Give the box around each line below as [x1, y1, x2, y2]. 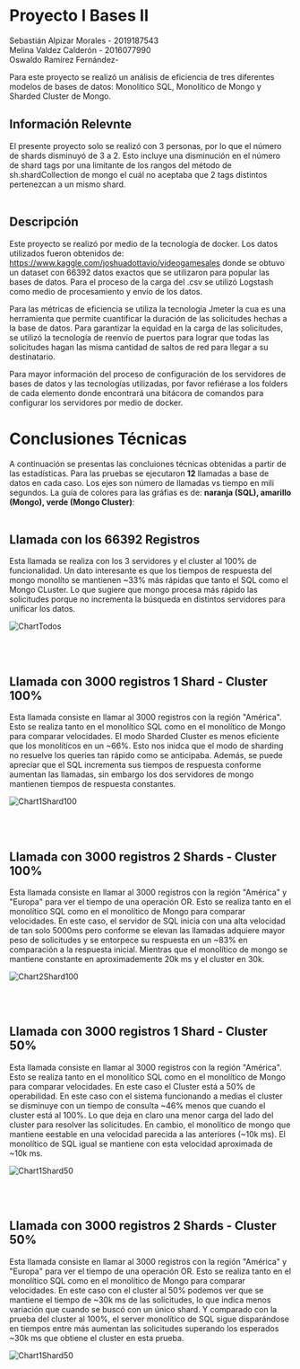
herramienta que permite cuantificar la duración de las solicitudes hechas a [9, 313, 288, 323]
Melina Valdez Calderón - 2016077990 [9, 44, 151, 55]
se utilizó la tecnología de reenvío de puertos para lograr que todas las [9, 331, 270, 342]
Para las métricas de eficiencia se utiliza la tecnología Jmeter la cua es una [9, 303, 287, 314]
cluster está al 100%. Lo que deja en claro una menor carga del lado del [9, 1109, 274, 1120]
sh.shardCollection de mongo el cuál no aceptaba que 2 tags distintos [9, 169, 268, 180]
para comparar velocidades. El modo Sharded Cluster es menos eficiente [9, 731, 279, 742]
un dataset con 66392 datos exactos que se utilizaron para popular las [9, 267, 270, 278]
